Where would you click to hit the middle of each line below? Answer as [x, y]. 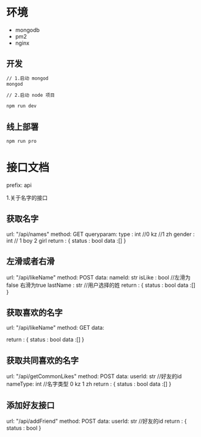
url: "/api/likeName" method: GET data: [55, 328]
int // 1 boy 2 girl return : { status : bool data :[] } [66, 240]
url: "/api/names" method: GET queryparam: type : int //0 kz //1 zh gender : [100, 234]
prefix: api [19, 185]
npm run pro [21, 142]
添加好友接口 [31, 405]
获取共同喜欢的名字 [42, 360]
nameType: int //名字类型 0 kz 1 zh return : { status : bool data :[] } [89, 384]
